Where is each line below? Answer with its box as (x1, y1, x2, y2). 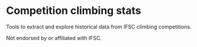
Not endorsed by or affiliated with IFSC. (6, 34, 102, 41)
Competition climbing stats (6, 4, 141, 17)
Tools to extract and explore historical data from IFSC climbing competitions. (6, 23, 192, 30)
